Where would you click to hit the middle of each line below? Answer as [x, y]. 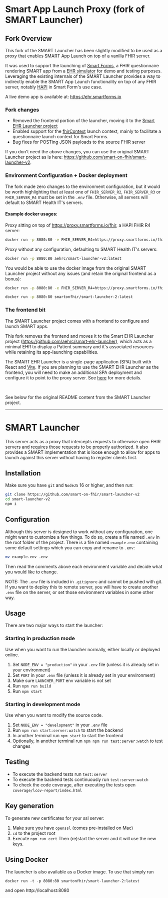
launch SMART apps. [27, 326]
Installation [23, 473]
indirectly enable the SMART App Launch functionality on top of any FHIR [81, 82]
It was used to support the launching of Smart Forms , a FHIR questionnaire [82, 66]
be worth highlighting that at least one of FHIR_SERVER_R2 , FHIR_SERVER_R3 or [83, 191]
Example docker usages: [31, 214]
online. [12, 655]
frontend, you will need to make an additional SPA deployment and [73, 372]
